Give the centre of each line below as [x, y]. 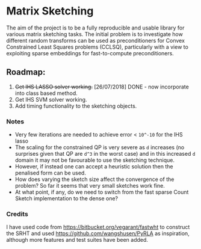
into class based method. [46, 93]
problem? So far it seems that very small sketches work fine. [90, 186]
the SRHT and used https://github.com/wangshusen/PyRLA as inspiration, [98, 233]
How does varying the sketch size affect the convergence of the [94, 179]
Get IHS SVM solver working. [51, 99]
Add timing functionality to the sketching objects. [76, 106]
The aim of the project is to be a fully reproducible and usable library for [95, 28]
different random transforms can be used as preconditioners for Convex [96, 40]
